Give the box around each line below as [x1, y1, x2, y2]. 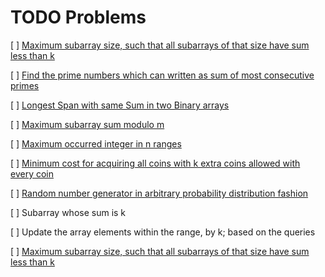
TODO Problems [10, 6, 147, 29]
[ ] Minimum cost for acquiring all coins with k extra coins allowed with [10, 157, 301, 169]
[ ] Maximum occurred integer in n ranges [10, 137, 182, 150]
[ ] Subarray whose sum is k [10, 206, 127, 218]
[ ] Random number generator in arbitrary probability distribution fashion [10, 187, 309, 199]
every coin [10, 167, 54, 180]
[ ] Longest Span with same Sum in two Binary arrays [10, 99, 230, 111]
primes [10, 79, 40, 91]
